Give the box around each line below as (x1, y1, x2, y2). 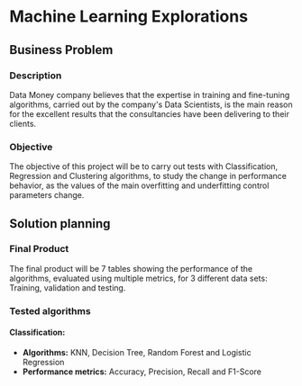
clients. (9, 118, 37, 129)
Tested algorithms (9, 304, 92, 317)
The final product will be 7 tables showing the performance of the (9, 263, 253, 274)
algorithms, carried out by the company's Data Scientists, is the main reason (9, 99, 293, 110)
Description (9, 69, 62, 82)
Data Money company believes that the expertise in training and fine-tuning (9, 89, 290, 100)
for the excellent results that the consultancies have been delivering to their (9, 108, 290, 119)
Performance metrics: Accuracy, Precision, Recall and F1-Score (22, 366, 261, 377)
